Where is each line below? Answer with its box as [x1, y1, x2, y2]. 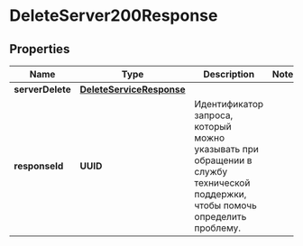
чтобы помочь [194, 199, 257, 212]
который [194, 121, 232, 132]
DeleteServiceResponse [79, 83, 187, 96]
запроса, [194, 109, 234, 122]
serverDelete [14, 83, 72, 96]
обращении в [194, 154, 252, 167]
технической [194, 177, 251, 189]
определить [194, 211, 247, 223]
